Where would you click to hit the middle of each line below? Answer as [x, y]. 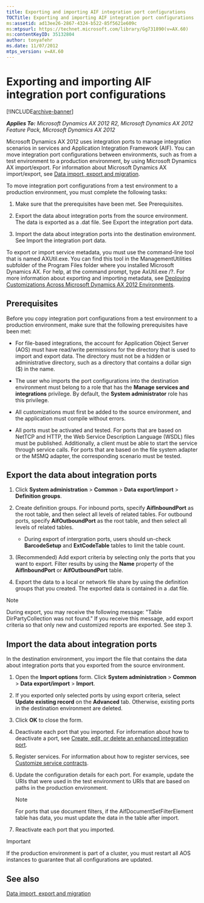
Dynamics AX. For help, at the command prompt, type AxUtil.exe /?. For [96, 271]
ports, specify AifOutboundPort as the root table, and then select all [101, 521]
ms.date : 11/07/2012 [32, 46]
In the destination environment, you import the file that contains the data [97, 659]
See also [23, 879]
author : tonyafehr [29, 40]
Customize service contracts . [52, 763]
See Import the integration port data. [61, 240]
